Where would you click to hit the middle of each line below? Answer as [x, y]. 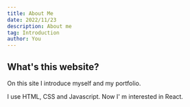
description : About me [39, 26]
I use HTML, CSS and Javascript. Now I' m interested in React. [95, 96]
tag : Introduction [33, 33]
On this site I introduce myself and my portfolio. [74, 83]
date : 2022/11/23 [32, 20]
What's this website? [53, 67]
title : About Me [30, 13]
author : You [24, 39]
